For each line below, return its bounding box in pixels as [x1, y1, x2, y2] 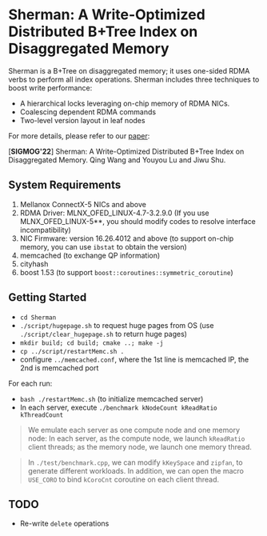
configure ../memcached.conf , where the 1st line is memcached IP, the [19, 354, 249, 364]
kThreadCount [19, 410, 64, 419]
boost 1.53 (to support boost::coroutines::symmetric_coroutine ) [19, 267, 233, 277]
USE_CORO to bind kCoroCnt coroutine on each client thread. [27, 474, 220, 484]
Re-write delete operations [19, 518, 110, 529]
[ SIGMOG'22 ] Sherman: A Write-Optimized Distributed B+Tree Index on [8, 146, 245, 156]
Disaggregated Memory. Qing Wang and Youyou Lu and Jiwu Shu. [8, 154, 226, 165]
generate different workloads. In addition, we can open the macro [27, 466, 244, 475]
